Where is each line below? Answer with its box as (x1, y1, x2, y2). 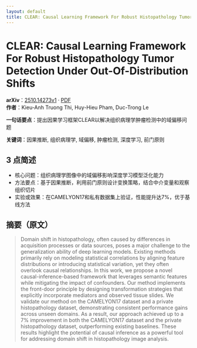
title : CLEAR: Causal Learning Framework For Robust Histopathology (6, 14, 177, 20)
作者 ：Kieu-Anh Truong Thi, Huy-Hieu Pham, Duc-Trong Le (6, 104, 149, 111)
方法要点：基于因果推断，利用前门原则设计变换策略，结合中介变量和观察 (14, 179, 189, 186)
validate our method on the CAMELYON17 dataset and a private (20, 298, 174, 305)
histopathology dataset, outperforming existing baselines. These (20, 323, 177, 330)
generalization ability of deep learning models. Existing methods (20, 248, 176, 255)
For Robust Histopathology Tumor (6, 52, 175, 65)
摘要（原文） (6, 220, 53, 230)
